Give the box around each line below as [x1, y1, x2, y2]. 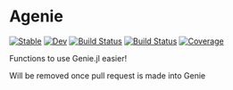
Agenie [9, 6, 64, 27]
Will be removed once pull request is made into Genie [9, 70, 206, 81]
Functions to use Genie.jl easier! [9, 53, 128, 63]
